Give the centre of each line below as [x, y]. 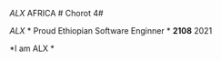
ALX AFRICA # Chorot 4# [56, 13]
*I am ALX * [32, 48]
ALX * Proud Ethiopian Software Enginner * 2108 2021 [111, 30]
